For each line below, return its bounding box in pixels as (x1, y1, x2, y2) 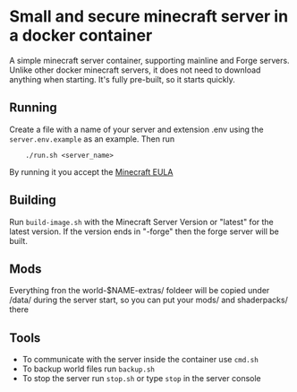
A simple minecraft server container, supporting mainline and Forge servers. (9, 55, 290, 65)
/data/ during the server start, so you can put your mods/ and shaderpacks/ (9, 294, 288, 306)
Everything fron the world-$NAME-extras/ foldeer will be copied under (9, 285, 270, 296)
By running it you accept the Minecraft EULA (9, 166, 174, 177)
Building (9, 193, 56, 208)
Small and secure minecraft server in (9, 6, 289, 27)
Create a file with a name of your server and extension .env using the (9, 124, 264, 135)
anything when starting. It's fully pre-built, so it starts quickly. (9, 74, 235, 84)
